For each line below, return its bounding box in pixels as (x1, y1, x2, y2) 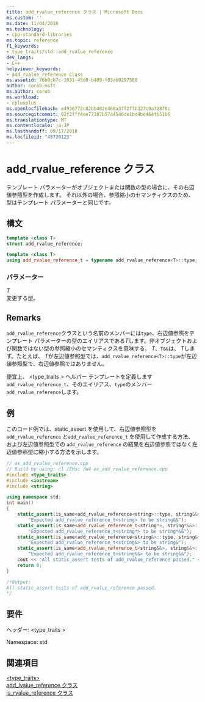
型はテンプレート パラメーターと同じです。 (6, 199, 114, 206)
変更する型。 (6, 294, 38, 302)
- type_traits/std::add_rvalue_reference (6, 49, 113, 55)
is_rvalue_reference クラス (6, 689, 73, 697)
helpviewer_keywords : (6, 65, 62, 72)
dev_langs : (6, 54, 34, 60)
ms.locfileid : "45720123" (6, 134, 72, 141)
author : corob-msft (6, 83, 56, 89)
